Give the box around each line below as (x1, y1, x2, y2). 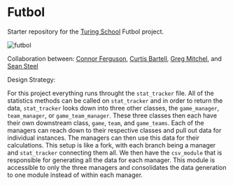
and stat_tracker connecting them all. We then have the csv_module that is (7, 148, 223, 157)
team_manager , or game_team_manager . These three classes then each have (7, 111, 218, 120)
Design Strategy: (7, 75, 56, 84)
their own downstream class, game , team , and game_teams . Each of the (7, 118, 204, 127)
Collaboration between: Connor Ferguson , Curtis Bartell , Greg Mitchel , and (7, 54, 223, 63)
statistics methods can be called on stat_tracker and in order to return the (7, 96, 223, 105)
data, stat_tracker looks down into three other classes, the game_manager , (7, 103, 220, 112)
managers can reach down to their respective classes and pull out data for (7, 126, 222, 134)
